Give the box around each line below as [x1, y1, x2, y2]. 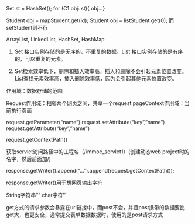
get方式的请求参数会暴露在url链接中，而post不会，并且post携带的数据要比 [6, 204, 186, 211]
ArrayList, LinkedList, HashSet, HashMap [6, 36, 105, 43]
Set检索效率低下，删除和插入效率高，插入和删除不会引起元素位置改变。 [14, 68, 187, 75]
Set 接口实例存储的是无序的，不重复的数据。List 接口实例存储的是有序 [14, 48, 183, 55]
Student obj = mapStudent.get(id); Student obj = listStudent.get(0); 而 [6, 17, 175, 24]
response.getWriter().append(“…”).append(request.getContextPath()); [6, 167, 175, 174]
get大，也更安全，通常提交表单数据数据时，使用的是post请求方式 [6, 211, 163, 218]
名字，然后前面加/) [6, 156, 52, 162]
